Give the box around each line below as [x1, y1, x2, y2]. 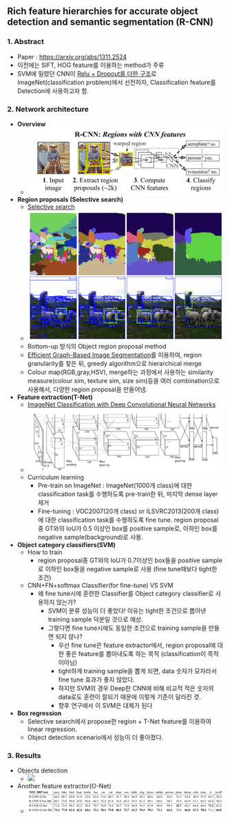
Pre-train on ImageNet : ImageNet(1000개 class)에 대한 [37, 481, 193, 489]
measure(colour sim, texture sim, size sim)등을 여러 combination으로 [27, 376, 220, 385]
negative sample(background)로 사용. [37, 533, 143, 541]
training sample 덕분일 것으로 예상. [48, 615, 143, 623]
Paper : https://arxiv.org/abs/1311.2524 [17, 52, 127, 61]
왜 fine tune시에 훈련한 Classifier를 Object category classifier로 [37, 589, 214, 597]
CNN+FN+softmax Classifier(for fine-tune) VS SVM [27, 581, 174, 589]
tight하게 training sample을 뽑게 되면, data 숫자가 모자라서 [58, 666, 217, 675]
